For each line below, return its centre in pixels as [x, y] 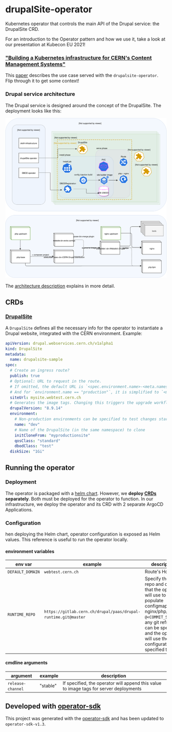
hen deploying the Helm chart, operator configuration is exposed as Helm [83, 534]
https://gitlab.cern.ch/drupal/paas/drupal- [92, 612]
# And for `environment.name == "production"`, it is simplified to [84, 392]
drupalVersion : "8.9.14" [36, 408]
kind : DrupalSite [24, 349]
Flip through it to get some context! [42, 81]
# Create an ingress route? [40, 370]
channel [16, 689]
